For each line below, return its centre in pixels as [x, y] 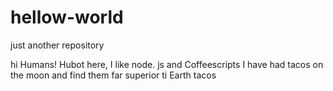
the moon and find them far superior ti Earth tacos [113, 75]
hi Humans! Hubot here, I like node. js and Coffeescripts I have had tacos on [167, 64]
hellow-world [67, 17]
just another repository [57, 45]
